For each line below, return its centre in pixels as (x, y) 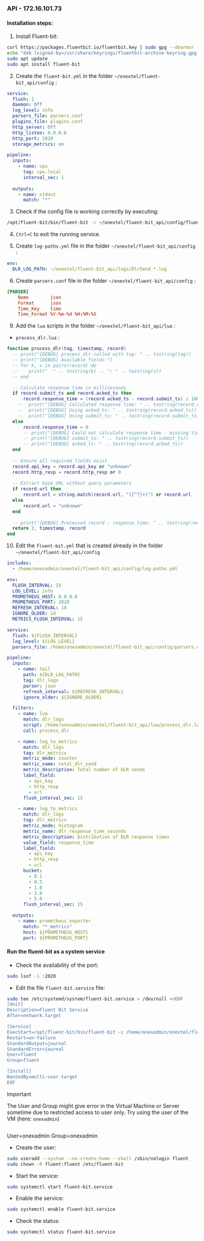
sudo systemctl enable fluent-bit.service (61, 1210)
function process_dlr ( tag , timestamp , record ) (67, 349)
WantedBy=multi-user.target (42, 1077)
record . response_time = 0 (55, 427)
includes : (19, 563)
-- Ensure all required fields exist (60, 461)
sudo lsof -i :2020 (31, 976)
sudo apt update (27, 59)
